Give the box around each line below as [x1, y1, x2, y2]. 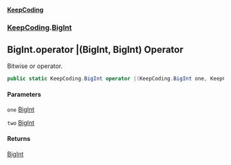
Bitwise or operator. [7, 62, 63, 70]
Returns [7, 135, 31, 142]
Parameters [7, 90, 41, 98]
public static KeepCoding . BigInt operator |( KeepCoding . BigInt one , [7, 76, 208, 82]
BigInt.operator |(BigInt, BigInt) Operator [7, 43, 184, 55]
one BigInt [7, 105, 35, 113]
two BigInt [7, 119, 35, 127]
